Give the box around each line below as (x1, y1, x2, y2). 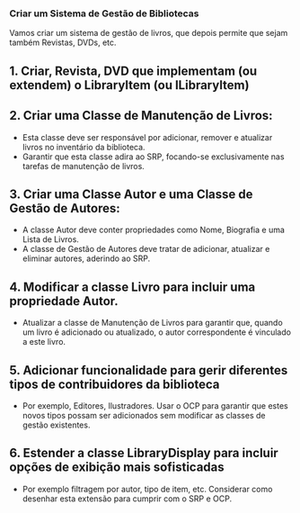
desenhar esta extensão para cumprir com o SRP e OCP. (22, 493, 233, 504)
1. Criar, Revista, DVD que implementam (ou (9, 63, 258, 78)
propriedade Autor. (9, 293, 119, 309)
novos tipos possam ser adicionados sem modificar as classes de (22, 409, 266, 420)
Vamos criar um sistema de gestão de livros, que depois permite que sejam (9, 28, 288, 39)
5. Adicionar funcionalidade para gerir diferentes (9, 363, 288, 378)
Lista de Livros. (22, 234, 79, 245)
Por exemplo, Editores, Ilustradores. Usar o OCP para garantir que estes (22, 400, 289, 411)
